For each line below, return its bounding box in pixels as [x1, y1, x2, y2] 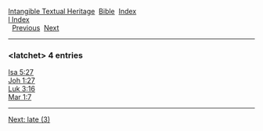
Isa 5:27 [8, 68, 34, 77]
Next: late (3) [8, 115, 51, 124]
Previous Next [11, 23, 59, 32]
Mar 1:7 [8, 93, 32, 102]
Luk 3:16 [8, 84, 35, 94]
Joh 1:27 [8, 76, 35, 85]
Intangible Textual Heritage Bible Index [8, 7, 137, 16]
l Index [8, 15, 30, 24]
